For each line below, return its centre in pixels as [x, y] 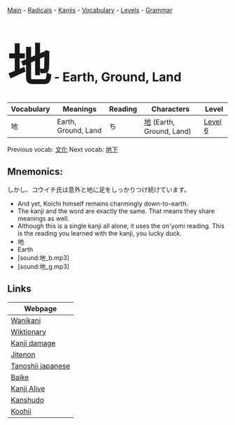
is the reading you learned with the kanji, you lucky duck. [99, 233]
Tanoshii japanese [41, 366]
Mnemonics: [35, 172]
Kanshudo [27, 400]
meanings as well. [43, 218]
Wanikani [26, 320]
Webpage [41, 308]
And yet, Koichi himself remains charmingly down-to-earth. [103, 203]
